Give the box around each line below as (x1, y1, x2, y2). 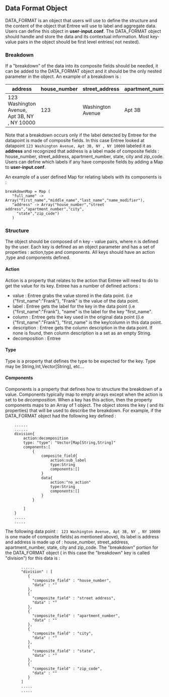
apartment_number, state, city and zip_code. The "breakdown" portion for (5, 544, 158, 550)
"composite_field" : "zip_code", (32, 666, 102, 671)
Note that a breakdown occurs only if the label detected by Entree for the (5, 132, 157, 138)
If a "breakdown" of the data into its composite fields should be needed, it (5, 63, 158, 69)
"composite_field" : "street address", (32, 596, 116, 601)
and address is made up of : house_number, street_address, (5, 539, 129, 545)
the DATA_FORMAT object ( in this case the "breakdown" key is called (5, 550, 150, 556)
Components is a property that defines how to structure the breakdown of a (5, 386, 162, 392)
